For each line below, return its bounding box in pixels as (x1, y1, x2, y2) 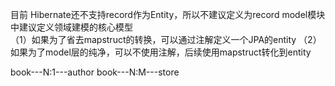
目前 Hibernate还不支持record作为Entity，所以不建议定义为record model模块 (10, 9, 326, 20)
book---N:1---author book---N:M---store (10, 66, 180, 78)
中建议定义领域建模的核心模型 (10, 21, 133, 33)
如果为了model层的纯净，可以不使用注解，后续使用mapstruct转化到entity (10, 46, 312, 58)
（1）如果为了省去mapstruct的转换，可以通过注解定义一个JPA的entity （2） (10, 34, 322, 45)
